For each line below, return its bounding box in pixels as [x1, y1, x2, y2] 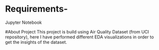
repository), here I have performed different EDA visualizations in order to [5, 34, 154, 40]
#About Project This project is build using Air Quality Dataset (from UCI [5, 29, 149, 34]
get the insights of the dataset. [5, 39, 67, 45]
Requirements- [5, 3, 68, 15]
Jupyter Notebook [5, 19, 42, 25]
